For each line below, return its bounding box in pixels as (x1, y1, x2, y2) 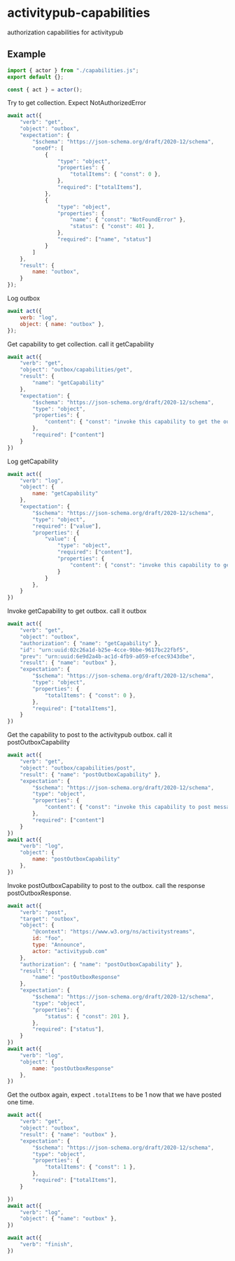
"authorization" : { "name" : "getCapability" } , (20, 640, 161, 647)
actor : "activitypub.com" (32, 947, 108, 954)
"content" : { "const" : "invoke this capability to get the (44, 418, 220, 425)
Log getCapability (7, 457, 59, 465)
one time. (7, 1098, 35, 1106)
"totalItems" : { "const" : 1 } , (44, 1164, 136, 1171)
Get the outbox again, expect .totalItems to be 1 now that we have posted (7, 1090, 222, 1099)
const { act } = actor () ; (7, 86, 83, 93)
